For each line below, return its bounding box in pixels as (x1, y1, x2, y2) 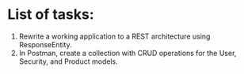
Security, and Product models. (18, 57, 118, 66)
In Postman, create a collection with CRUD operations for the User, (18, 48, 237, 57)
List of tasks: (7, 6, 94, 24)
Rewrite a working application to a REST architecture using (18, 31, 211, 41)
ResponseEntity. (18, 39, 72, 49)
